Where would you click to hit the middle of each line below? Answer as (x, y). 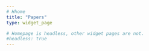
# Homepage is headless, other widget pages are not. (75, 33)
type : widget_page (29, 23)
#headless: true (27, 39)
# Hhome (16, 12)
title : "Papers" (27, 17)
